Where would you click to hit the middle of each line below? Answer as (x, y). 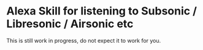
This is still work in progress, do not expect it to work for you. (84, 40)
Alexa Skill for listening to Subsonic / (102, 11)
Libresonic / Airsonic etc (70, 24)
